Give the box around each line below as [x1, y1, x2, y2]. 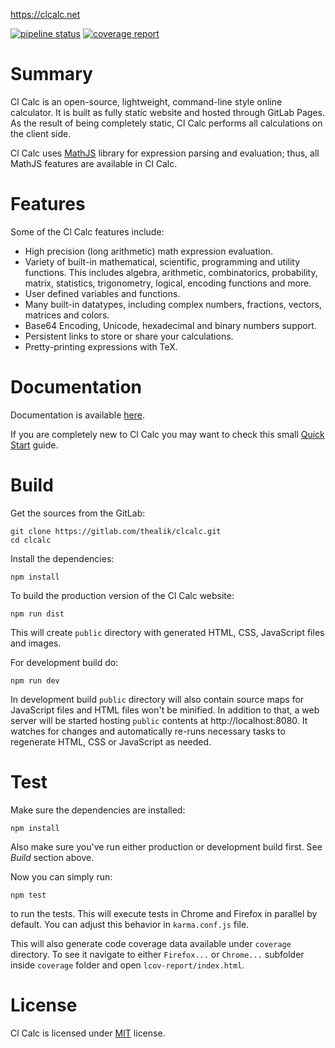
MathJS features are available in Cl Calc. [10, 157, 178, 169]
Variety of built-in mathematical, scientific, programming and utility [24, 255, 301, 268]
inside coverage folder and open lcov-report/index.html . [10, 959, 245, 971]
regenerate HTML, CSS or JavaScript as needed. [10, 735, 212, 748]
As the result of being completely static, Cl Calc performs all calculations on [10, 117, 323, 129]
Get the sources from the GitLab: [10, 507, 146, 519]
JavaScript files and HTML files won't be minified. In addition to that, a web [10, 704, 320, 716]
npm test [10, 890, 47, 900]
